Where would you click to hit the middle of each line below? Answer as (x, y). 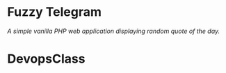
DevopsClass (46, 59)
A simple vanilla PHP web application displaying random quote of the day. (114, 31)
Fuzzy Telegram (55, 12)
